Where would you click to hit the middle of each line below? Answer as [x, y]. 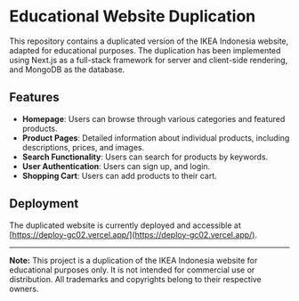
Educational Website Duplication [133, 16]
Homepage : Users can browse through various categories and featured [154, 118]
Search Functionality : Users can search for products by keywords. [145, 157]
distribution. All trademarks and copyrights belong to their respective [136, 279]
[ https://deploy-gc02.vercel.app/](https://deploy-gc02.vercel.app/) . [133, 234]
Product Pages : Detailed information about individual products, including [156, 138]
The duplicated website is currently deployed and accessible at [125, 225]
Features [34, 98]
